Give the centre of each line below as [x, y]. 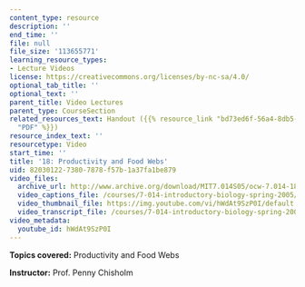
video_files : [34, 178]
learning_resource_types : [58, 60]
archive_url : [42, 187]
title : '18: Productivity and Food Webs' [89, 161]
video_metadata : [40, 220]
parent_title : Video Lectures [67, 102]
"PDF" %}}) [38, 128]
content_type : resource [54, 18]
